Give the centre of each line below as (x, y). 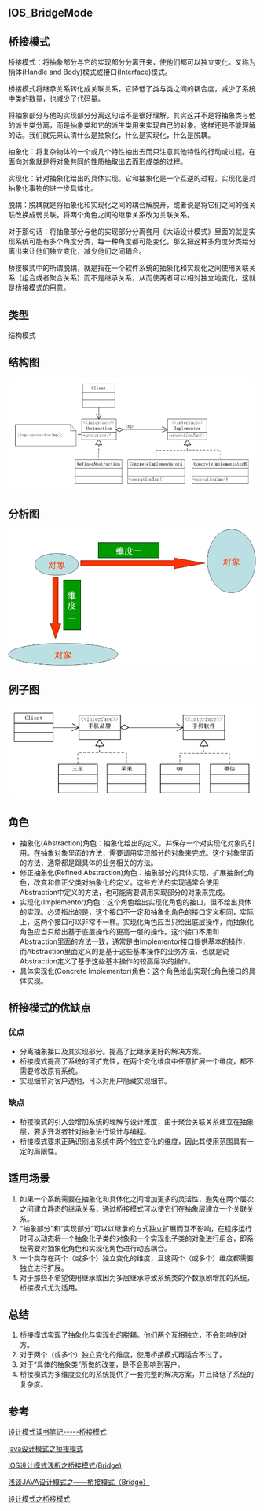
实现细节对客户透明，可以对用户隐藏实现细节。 (95, 1080)
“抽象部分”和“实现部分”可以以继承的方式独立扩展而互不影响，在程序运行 (136, 1228)
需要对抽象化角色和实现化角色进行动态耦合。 (99, 1248)
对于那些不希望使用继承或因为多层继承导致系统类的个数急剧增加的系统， (136, 1277)
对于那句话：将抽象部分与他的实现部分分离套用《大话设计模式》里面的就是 (128, 232)
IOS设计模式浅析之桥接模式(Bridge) (65, 1465)
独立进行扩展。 (44, 1268)
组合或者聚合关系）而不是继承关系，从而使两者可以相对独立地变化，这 (135, 278)
